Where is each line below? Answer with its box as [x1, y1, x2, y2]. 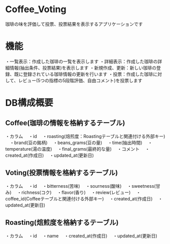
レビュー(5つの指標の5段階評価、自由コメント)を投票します [18, 77, 143, 83]
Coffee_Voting [5, 4, 67, 15]
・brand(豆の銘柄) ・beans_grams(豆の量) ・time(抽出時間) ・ [9, 140, 153, 146]
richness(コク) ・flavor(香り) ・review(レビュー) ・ [21, 189, 141, 195]
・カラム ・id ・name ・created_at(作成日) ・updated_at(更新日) [5, 232, 157, 239]
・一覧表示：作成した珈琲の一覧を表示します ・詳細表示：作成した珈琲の [5, 58, 158, 64]
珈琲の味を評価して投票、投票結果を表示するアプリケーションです [5, 21, 143, 27]
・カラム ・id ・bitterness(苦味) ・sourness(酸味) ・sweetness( [5, 183, 156, 189]
